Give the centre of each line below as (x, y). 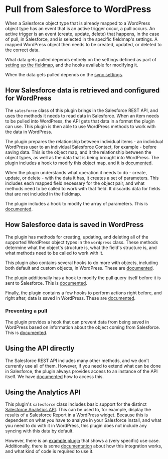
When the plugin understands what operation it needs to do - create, (76, 172)
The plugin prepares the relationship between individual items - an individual (84, 141)
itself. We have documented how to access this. (55, 376)
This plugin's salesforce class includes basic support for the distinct (76, 404)
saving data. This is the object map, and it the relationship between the (78, 152)
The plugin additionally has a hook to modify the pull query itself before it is (83, 278)
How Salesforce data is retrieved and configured (82, 91)
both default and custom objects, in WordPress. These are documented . (80, 268)
